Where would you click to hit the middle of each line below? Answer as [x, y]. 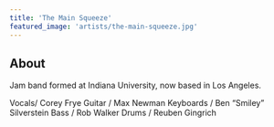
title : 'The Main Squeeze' [61, 18]
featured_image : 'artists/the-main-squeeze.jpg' [104, 26]
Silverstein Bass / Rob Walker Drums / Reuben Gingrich [113, 113]
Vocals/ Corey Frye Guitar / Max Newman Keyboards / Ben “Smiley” [137, 103]
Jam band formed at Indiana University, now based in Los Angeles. [136, 85]
